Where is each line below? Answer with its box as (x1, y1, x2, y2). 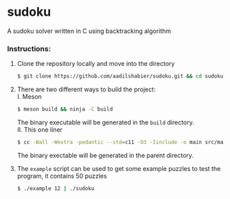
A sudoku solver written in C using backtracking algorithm (7, 27, 172, 35)
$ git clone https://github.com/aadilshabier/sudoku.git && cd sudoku (16, 73, 224, 80)
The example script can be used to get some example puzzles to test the (16, 164, 221, 172)
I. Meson (16, 93, 43, 101)
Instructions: (7, 44, 51, 54)
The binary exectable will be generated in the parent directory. (16, 151, 194, 159)
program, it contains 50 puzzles (16, 172, 108, 180)
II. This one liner (16, 125, 63, 134)
